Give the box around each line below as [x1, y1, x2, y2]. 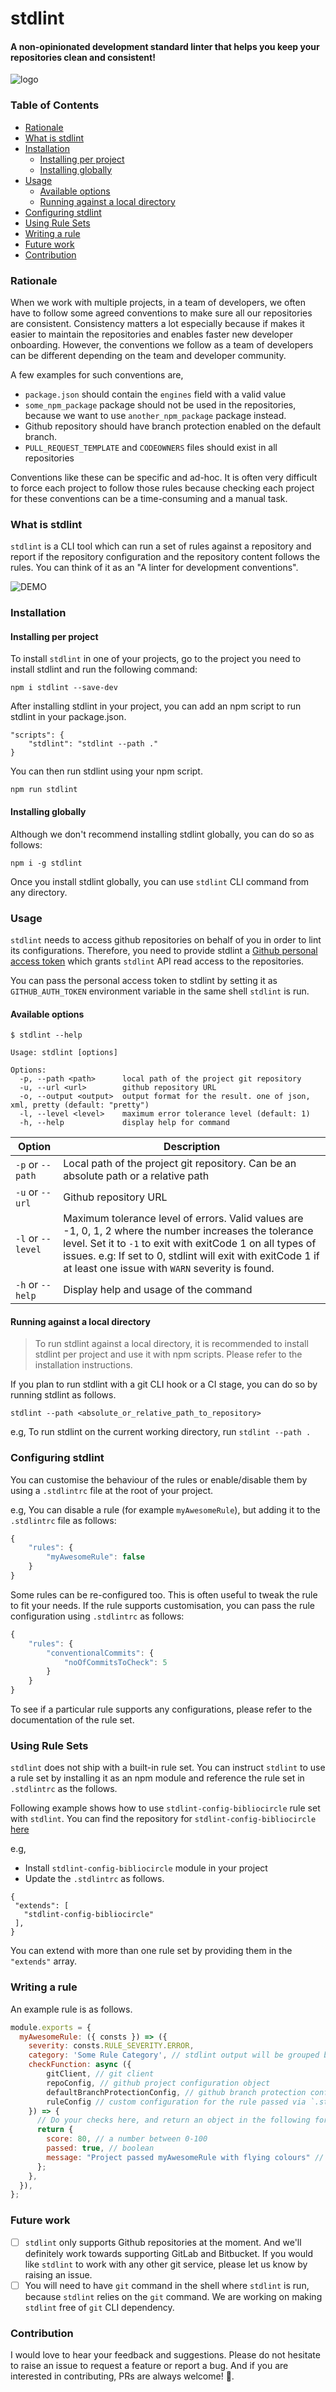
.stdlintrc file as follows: [10, 1514, 117, 1526]
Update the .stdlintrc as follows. [24, 1873, 165, 1885]
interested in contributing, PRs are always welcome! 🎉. [10, 2370, 235, 2382]
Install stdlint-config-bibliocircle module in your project [24, 1862, 268, 1874]
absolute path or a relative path [63, 1169, 210, 1183]
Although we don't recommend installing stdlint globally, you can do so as [10, 828, 315, 840]
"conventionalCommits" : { [46, 1648, 155, 1658]
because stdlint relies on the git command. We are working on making [24, 2290, 323, 2302]
